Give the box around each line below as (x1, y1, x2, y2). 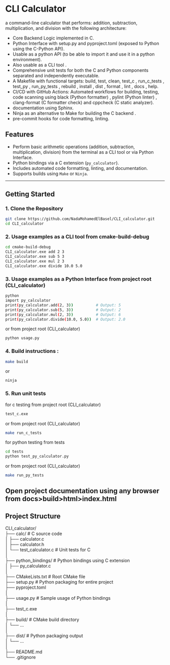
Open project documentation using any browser (5, 486, 159, 496)
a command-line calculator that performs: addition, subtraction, (5, 20, 138, 26)
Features (5, 130, 34, 139)
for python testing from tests (5, 439, 65, 446)
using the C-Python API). (12, 46, 65, 52)
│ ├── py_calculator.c (5, 563, 52, 569)
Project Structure (5, 512, 61, 520)
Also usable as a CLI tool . (12, 62, 67, 68)
